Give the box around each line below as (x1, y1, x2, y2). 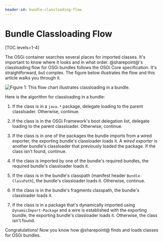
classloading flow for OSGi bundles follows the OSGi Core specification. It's (5, 64, 157, 70)
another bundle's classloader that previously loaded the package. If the (12, 143, 156, 149)
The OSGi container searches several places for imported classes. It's (5, 54, 145, 60)
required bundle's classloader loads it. (12, 163, 89, 169)
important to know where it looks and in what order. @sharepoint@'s (5, 59, 143, 65)
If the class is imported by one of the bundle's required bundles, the (12, 158, 149, 164)
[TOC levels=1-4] (5, 45, 40, 50)
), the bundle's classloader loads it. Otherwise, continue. (32, 177, 145, 184)
